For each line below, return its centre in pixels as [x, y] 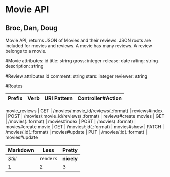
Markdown [21, 150]
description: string [24, 66]
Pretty [70, 150]
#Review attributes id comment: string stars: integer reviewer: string [76, 76]
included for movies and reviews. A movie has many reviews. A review [79, 46]
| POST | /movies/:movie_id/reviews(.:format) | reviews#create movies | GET [85, 116]
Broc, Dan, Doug [31, 28]
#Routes [14, 86]
